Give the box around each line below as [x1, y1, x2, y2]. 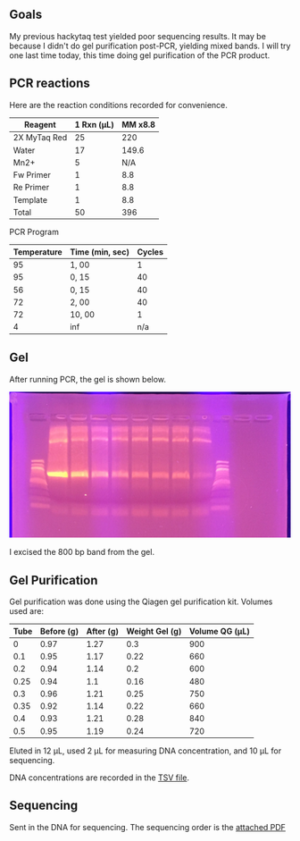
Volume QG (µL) [188, 626, 250, 636]
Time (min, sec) [70, 246, 129, 257]
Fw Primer [12, 170, 51, 181]
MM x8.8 [121, 120, 156, 130]
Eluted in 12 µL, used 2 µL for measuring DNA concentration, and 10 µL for [9, 745, 282, 756]
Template [12, 194, 47, 205]
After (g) [86, 626, 119, 636]
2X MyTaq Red [12, 132, 68, 143]
